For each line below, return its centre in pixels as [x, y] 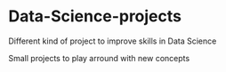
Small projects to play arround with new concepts [99, 58]
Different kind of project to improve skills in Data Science [113, 41]
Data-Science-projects [95, 16]
